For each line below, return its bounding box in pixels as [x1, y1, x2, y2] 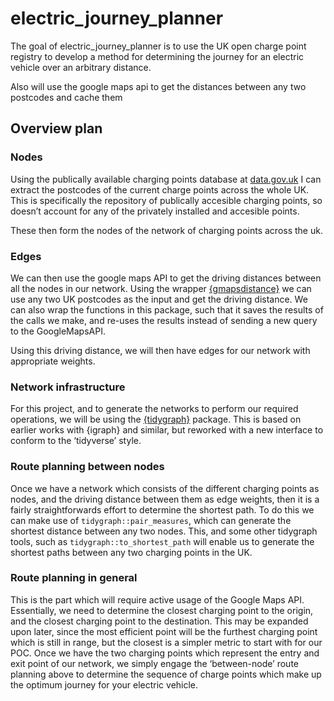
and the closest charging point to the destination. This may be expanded [10, 615, 309, 627]
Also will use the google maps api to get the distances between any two [10, 80, 307, 92]
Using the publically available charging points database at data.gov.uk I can [10, 173, 322, 185]
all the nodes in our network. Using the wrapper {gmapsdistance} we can [10, 282, 312, 294]
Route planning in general [10, 571, 138, 585]
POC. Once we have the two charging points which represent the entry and [10, 647, 320, 659]
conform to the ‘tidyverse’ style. [10, 435, 142, 447]
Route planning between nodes [10, 460, 165, 474]
